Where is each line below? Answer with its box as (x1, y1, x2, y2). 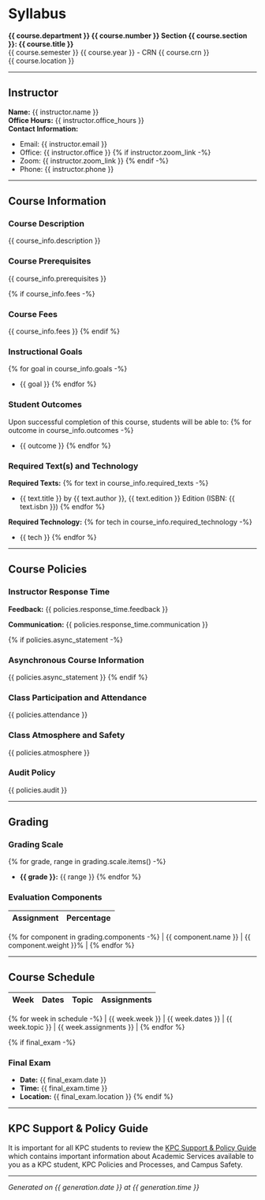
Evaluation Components (8, 892, 103, 903)
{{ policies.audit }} (8, 785, 68, 795)
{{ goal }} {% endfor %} (19, 379, 97, 389)
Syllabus (8, 5, 67, 23)
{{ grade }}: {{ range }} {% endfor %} (19, 872, 142, 881)
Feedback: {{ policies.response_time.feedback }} (8, 604, 168, 613)
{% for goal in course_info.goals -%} (8, 364, 128, 374)
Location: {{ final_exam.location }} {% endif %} (19, 1091, 174, 1101)
